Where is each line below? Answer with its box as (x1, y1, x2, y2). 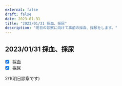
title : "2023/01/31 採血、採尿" (5, 21, 67, 26)
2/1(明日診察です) (5, 76, 40, 82)
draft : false (5, 12, 32, 17)
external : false (5, 7, 38, 12)
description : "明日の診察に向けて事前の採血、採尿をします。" (5, 26, 118, 30)
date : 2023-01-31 (5, 16, 41, 21)
